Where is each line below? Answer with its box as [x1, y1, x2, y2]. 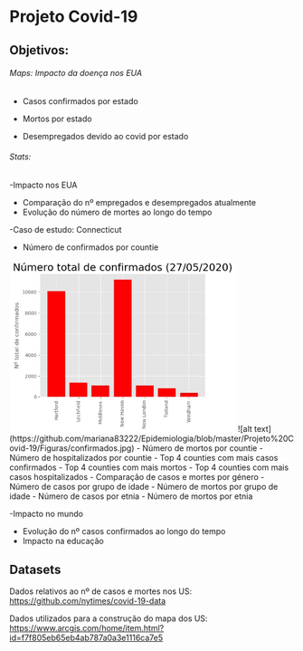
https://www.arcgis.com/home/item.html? [9, 623, 165, 634]
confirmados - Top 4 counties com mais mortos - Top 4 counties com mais [9, 462, 289, 473]
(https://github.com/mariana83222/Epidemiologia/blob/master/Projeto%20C [9, 433, 294, 445]
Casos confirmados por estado [22, 95, 138, 106]
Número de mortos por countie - [142, 443, 264, 454]
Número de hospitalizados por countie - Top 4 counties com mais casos [9, 453, 279, 464]
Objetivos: [9, 43, 70, 58]
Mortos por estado [22, 113, 92, 124]
